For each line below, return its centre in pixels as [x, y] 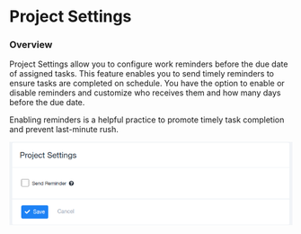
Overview [31, 45]
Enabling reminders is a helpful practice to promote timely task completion [147, 120]
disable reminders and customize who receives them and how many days [145, 93]
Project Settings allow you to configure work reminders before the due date [149, 64]
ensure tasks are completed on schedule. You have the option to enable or [147, 84]
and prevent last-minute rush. [64, 130]
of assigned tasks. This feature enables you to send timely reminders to [142, 74]
